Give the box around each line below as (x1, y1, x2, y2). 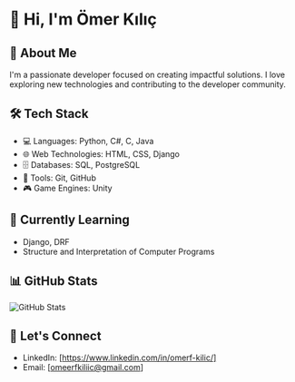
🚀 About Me (9, 45, 77, 61)
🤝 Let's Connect (9, 328, 102, 344)
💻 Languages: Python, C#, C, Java (22, 135, 154, 146)
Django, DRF (22, 236, 70, 247)
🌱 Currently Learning (9, 212, 130, 228)
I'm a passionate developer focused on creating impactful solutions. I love (9, 69, 286, 80)
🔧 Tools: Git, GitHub (22, 172, 97, 183)
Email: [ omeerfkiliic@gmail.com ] (22, 362, 143, 373)
